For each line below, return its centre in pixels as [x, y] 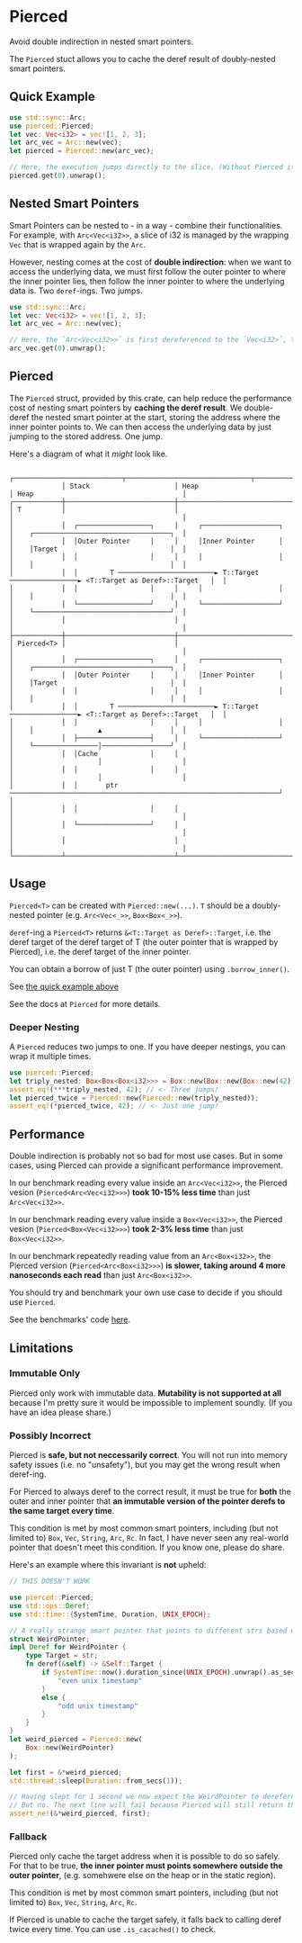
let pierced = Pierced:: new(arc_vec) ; [82, 151]
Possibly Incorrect [50, 1435]
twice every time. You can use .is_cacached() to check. [113, 1930]
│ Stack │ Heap [130, 486]
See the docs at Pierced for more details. [85, 1003]
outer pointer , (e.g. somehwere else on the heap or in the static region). [142, 1876]
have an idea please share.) [61, 1412]
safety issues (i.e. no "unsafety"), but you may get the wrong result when [145, 1465]
